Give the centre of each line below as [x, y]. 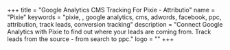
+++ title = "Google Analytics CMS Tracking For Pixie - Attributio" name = [111, 10]
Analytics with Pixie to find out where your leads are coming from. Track [109, 32]
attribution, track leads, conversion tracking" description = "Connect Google [115, 24]
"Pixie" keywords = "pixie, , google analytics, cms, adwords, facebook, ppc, [114, 17]
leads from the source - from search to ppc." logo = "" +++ [91, 39]
